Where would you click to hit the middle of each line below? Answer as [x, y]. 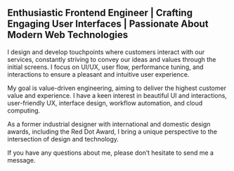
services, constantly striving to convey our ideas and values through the [112, 59]
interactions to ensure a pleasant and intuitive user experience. [98, 74]
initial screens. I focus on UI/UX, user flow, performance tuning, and [105, 67]
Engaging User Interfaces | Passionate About [108, 24]
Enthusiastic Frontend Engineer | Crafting [100, 13]
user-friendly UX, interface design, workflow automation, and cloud [105, 103]
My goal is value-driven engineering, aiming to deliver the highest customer [117, 88]
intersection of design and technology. [63, 139]
